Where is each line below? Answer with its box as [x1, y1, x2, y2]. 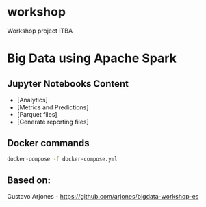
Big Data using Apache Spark [7, 51, 177, 66]
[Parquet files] [16, 110, 57, 118]
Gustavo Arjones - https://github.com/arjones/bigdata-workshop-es [7, 193, 199, 201]
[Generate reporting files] [16, 118, 89, 126]
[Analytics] [16, 96, 48, 104]
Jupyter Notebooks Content [7, 78, 129, 89]
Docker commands [7, 137, 90, 149]
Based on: [7, 175, 51, 187]
